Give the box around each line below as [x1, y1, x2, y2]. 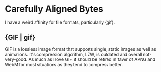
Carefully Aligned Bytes [5, 3, 104, 14]
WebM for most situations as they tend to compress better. [5, 61, 123, 67]
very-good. [5, 57, 28, 62]
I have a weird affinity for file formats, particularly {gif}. [5, 19, 115, 25]
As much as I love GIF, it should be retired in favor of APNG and [28, 57, 156, 62]
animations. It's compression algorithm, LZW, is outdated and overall [5, 51, 142, 57]
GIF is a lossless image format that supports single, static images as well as [5, 46, 157, 52]
